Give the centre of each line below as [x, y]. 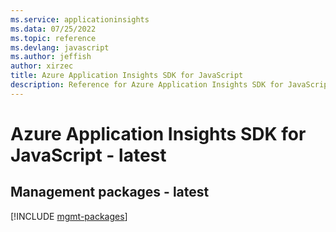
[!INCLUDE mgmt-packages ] [69, 216]
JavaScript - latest [88, 155]
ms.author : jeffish [51, 57]
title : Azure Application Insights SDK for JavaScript [127, 76]
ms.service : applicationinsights [80, 19]
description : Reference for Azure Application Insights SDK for [147, 85]
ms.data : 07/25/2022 [53, 29]
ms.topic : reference [53, 38]
